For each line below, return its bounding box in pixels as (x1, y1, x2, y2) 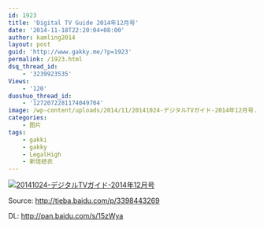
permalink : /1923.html (8, 56, 83, 64)
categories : (8, 114, 47, 122)
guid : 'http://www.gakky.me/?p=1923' (8, 48, 132, 56)
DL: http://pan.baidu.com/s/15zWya (8, 211, 124, 221)
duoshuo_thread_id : (8, 92, 73, 100)
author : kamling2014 (8, 33, 76, 42)
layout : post (8, 41, 51, 49)
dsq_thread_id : (8, 63, 58, 71)
